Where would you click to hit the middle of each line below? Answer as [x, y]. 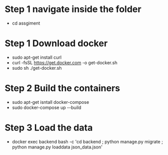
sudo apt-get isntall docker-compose [50, 102]
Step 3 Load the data [49, 128]
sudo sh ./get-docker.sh [37, 68]
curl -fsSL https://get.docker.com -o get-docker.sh [65, 62]
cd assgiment [26, 23]
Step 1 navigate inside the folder [73, 9]
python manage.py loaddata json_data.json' [57, 147]
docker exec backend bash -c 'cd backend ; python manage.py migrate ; [87, 141]
